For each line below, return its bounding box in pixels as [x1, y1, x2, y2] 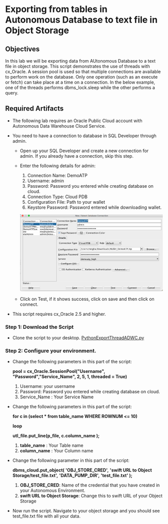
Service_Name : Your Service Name [19, 394, 94, 400]
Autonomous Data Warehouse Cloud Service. [12, 123, 106, 129]
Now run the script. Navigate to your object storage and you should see [12, 508, 160, 514]
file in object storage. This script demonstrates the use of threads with [5, 64, 150, 69]
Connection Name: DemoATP [27, 172, 87, 178]
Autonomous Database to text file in [5, 14, 158, 26]
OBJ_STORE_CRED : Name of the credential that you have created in [19, 482, 160, 488]
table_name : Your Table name [19, 442, 83, 448]
